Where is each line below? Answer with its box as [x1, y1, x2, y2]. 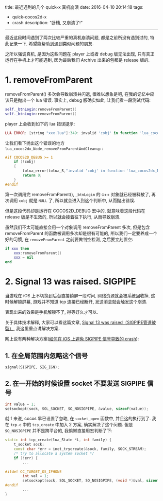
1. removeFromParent [5, 74, 93, 86]
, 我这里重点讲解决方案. [14, 325, 60, 332]
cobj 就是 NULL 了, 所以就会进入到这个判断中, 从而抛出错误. [18, 197, 136, 203]
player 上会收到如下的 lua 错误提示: [5, 121, 75, 126]
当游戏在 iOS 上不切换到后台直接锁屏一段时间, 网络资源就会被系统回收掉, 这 [5, 293, 155, 299]
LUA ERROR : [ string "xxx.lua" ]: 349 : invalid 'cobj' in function [5, 130, 138, 135]
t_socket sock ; [14, 442, 45, 447]
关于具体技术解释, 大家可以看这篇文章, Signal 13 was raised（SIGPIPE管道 [5, 320, 152, 325]
